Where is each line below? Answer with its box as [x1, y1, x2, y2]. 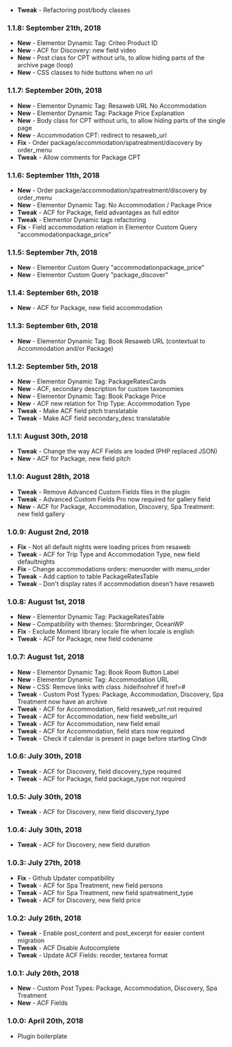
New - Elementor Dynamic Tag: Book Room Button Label [17, 668, 179, 676]
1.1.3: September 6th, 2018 [7, 321, 98, 331]
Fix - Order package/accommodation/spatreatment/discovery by [17, 138, 203, 146]
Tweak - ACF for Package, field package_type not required [17, 775, 186, 783]
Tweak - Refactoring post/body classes [17, 6, 131, 14]
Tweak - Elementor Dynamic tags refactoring [17, 215, 147, 224]
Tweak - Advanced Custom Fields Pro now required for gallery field [17, 495, 211, 503]
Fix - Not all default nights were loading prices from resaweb [17, 542, 191, 551]
